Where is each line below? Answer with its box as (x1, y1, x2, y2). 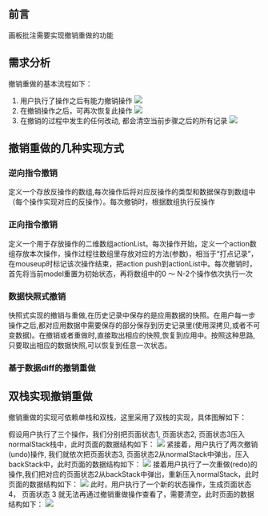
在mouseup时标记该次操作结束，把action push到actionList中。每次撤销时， (8, 258, 258, 268)
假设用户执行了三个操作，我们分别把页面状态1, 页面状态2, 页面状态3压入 (8, 429, 246, 438)
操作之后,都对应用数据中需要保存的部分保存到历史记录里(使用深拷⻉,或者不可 (8, 320, 261, 330)
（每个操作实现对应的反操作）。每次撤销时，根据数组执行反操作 (8, 197, 215, 206)
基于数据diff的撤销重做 (8, 362, 96, 374)
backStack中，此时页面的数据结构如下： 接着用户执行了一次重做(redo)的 (8, 459, 258, 469)
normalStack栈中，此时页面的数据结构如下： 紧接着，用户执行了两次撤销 (8, 439, 258, 449)
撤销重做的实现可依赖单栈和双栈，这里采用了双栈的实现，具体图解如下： (8, 412, 246, 422)
